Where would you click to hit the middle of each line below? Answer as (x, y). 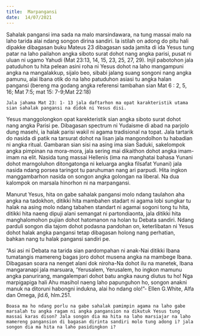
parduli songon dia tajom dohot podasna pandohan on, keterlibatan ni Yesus (100, 226)
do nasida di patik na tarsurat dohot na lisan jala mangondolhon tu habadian (99, 138)
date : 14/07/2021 (29, 17)
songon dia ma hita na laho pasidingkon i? (61, 327)
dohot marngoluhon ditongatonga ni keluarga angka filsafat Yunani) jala (94, 164)
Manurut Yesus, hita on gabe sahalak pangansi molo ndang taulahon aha (96, 194)
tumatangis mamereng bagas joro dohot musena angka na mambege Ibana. (99, 257)
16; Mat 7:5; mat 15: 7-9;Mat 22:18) (49, 92)
